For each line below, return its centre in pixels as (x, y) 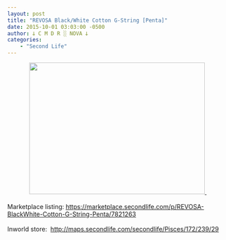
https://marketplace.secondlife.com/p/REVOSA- (135, 207)
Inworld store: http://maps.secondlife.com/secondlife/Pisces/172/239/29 (113, 229)
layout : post (26, 14)
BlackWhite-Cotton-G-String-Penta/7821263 (72, 214)
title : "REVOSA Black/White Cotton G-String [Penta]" (88, 20)
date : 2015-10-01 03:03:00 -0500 (56, 27)
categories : (25, 40)
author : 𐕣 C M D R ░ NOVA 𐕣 (48, 33)
